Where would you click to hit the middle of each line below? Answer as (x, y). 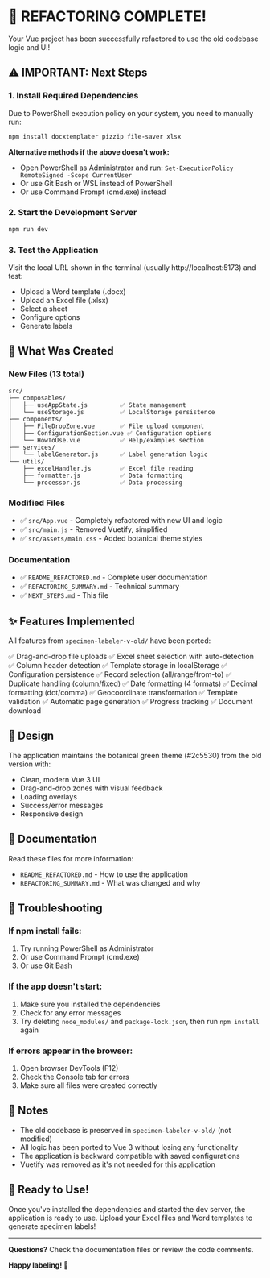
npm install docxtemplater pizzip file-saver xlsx (95, 136)
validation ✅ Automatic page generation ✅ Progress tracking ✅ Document (131, 702)
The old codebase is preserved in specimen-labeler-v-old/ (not (125, 1130)
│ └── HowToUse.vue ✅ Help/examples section (106, 440)
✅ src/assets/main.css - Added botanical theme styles (111, 538)
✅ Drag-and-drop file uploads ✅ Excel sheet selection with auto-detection (131, 657)
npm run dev (28, 229)
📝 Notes (29, 1111)
